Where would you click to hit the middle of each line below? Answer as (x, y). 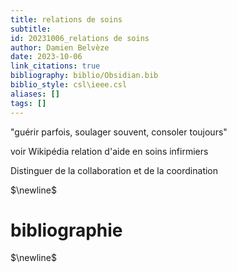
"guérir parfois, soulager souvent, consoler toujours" (119, 132)
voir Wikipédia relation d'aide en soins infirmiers (109, 151)
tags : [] (28, 103)
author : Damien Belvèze (60, 47)
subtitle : (31, 29)
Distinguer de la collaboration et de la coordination (114, 170)
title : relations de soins (66, 19)
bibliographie (66, 230)
